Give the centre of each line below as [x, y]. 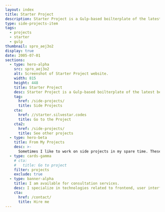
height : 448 [26, 83]
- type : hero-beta [28, 138]
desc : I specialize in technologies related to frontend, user [80, 188]
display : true [20, 51]
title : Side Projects [40, 106]
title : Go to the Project [44, 119]
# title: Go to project [41, 165]
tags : [11, 28]
